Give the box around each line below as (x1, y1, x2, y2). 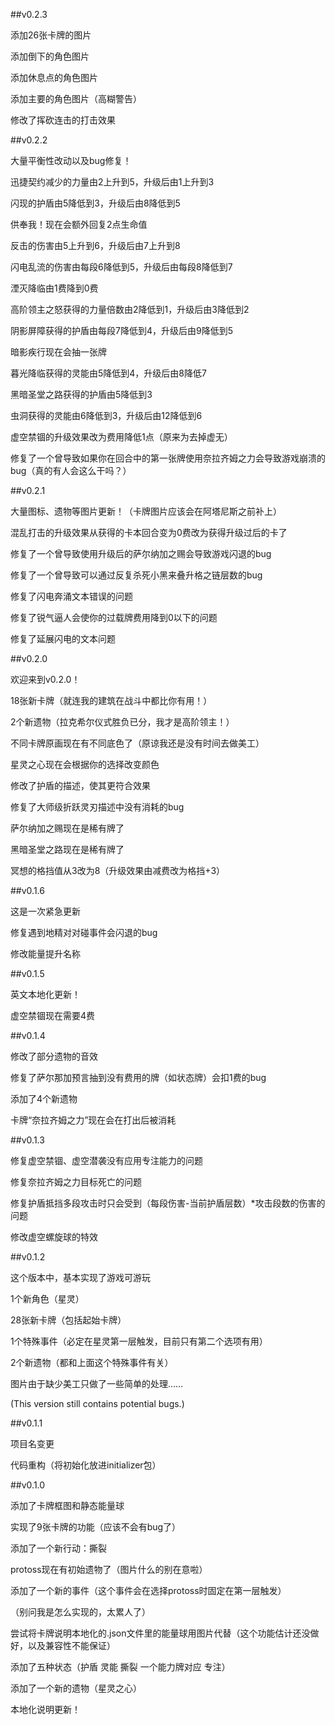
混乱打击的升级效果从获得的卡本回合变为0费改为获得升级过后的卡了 (10, 527, 288, 538)
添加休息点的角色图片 (10, 72, 98, 83)
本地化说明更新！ (10, 1704, 81, 1715)
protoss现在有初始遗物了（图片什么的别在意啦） (10, 1564, 208, 1575)
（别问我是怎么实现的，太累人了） (10, 1606, 151, 1618)
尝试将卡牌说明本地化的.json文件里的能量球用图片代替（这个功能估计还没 (10, 1627, 311, 1639)
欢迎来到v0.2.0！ (10, 674, 81, 685)
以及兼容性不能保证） (27, 1640, 116, 1651)
